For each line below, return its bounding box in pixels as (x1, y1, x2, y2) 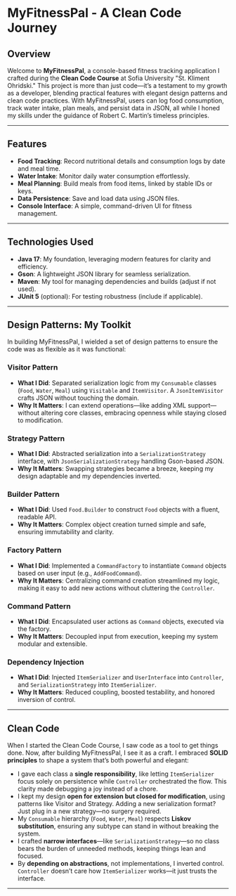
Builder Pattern (7, 489, 60, 499)
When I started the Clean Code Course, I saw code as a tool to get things (7, 741, 219, 750)
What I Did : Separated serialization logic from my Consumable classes (17, 378, 217, 387)
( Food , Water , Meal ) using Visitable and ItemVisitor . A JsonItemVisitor (17, 386, 223, 394)
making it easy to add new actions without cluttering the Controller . (17, 583, 216, 592)
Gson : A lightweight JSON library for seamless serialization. (17, 269, 191, 278)
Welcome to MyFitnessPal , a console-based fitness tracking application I (7, 67, 220, 74)
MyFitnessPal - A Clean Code (7, 5, 182, 21)
